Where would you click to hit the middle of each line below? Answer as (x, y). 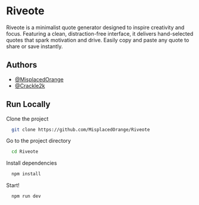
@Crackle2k (30, 86)
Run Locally (28, 104)
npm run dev (26, 196)
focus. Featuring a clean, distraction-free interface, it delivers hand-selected (100, 33)
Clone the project (27, 119)
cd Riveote (25, 152)
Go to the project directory (39, 141)
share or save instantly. (35, 46)
